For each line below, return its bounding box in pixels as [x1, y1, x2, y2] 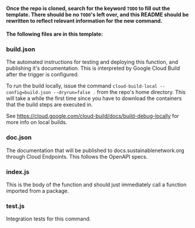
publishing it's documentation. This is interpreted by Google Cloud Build [6, 65, 180, 72]
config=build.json [6, 90, 51, 96]
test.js [6, 202, 25, 210]
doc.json [6, 133, 32, 142]
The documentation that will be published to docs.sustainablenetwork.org [6, 147, 184, 154]
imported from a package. [6, 187, 69, 195]
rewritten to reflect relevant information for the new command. [6, 17, 163, 24]
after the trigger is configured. [6, 71, 79, 78]
